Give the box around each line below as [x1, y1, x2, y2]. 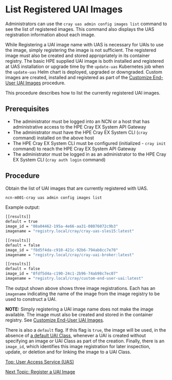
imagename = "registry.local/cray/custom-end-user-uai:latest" [5, 276, 144, 281]
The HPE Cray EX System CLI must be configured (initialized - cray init [12, 140, 166, 146]
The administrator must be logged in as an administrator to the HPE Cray [12, 151, 167, 157]
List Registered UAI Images [5, 4, 123, 15]
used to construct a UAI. [5, 296, 57, 302]
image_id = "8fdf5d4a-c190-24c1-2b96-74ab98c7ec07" [5, 271, 118, 276]
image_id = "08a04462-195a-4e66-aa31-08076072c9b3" [5, 224, 118, 229]
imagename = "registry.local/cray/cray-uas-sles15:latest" [5, 229, 135, 234]
